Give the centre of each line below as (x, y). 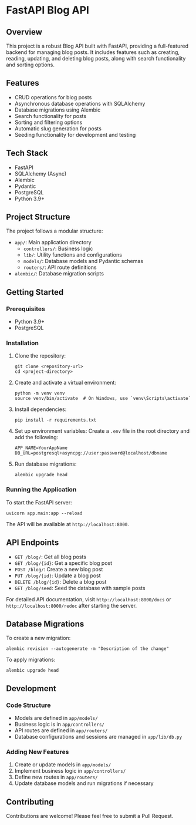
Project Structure (38, 217)
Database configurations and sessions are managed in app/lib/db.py (98, 737)
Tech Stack (27, 153)
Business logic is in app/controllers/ (59, 724)
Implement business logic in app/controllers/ (70, 771)
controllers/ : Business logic (58, 249)
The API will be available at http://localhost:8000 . (67, 524)
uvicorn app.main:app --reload (44, 513)
